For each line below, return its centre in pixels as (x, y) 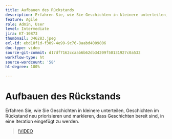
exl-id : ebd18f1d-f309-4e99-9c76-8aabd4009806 (56, 43)
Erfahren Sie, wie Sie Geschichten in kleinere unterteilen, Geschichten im (82, 110)
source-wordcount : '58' (31, 62)
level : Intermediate (27, 29)
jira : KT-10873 (21, 34)
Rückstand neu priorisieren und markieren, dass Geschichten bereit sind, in (85, 116)
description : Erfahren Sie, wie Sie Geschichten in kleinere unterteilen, (87, 15)
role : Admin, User (25, 24)
